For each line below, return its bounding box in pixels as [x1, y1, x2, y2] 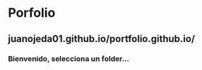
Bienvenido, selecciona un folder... [8, 54, 130, 64]
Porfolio [8, 5, 56, 21]
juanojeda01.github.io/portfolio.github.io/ [8, 33, 196, 45]
